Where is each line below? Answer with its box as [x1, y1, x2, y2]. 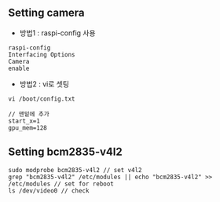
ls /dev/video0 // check [8, 186, 90, 195]
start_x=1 [8, 117, 41, 125]
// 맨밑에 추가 [8, 110, 49, 118]
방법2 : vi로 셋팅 [19, 79, 69, 89]
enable [8, 64, 30, 72]
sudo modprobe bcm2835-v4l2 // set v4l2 [8, 166, 143, 174]
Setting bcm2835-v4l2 [8, 145, 123, 159]
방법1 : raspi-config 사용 [19, 28, 96, 38]
